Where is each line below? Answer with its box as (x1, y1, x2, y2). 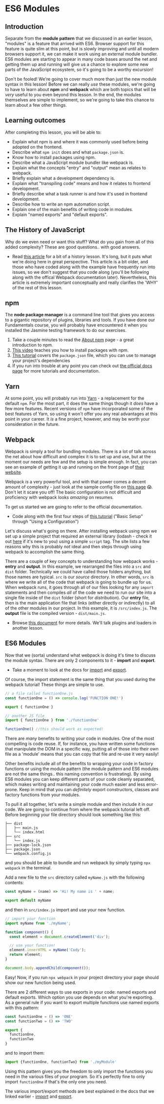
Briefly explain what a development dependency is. (12, 175, 116, 181)
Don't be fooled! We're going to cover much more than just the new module (5, 76, 157, 82)
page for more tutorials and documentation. (12, 368, 100, 374)
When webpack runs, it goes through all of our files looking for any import (5, 585, 154, 590)
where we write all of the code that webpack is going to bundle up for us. (5, 579, 152, 585)
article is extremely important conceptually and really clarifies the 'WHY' (12, 280, 158, 285)
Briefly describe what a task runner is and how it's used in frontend (12, 190, 147, 196)
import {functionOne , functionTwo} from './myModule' (5, 1059, 117, 1064)
